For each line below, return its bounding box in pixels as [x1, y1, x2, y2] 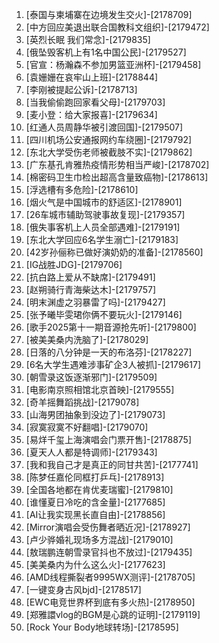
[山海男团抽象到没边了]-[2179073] [25, 409, 166, 420]
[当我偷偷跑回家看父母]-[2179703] [25, 96, 166, 108]
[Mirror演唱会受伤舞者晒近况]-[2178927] [25, 521, 191, 533]
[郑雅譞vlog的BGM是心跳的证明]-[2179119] [25, 609, 201, 620]
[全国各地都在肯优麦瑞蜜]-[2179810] [25, 484, 174, 495]
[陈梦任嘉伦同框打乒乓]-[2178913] [25, 471, 165, 483]
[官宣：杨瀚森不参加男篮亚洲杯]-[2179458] [25, 59, 202, 70]
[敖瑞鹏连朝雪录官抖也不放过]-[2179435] [25, 546, 193, 558]
